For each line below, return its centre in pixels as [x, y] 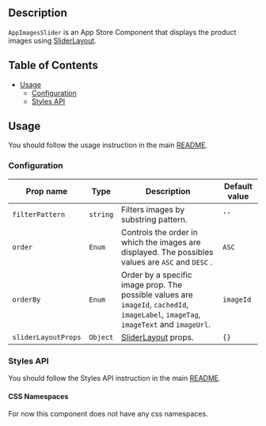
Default [239, 186]
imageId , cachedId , [155, 304]
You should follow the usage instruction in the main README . [108, 145]
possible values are [158, 295]
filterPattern [39, 214]
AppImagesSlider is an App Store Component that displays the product [122, 32]
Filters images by [153, 209]
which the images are [161, 242]
